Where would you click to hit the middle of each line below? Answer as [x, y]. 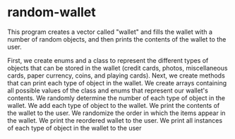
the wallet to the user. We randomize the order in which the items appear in [116, 113]
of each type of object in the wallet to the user [75, 128]
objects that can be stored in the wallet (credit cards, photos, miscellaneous [117, 68]
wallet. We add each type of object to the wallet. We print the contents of [114, 105]
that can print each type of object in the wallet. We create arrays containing [117, 83]
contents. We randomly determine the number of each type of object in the [116, 98]
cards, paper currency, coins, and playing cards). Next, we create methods [116, 75]
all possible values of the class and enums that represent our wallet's [108, 90]
